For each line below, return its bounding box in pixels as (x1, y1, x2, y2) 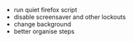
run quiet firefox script (13, 6, 78, 14)
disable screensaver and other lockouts (13, 13, 126, 21)
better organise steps (13, 27, 74, 35)
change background (13, 20, 71, 28)
